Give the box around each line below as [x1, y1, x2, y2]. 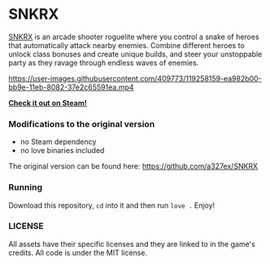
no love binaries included [20, 146, 105, 156]
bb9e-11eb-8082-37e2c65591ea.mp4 [8, 82, 134, 92]
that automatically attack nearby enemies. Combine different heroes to [8, 40, 246, 50]
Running [8, 182, 43, 193]
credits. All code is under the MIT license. [8, 248, 148, 257]
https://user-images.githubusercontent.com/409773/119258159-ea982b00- [8, 73, 262, 83]
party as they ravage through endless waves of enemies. [8, 58, 199, 68]
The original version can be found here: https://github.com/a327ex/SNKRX [8, 161, 259, 171]
